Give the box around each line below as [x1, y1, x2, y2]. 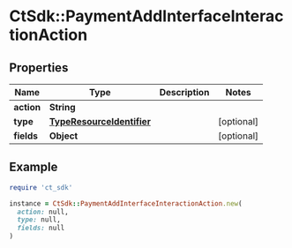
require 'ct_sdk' [9, 183, 73, 192]
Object [49, 130, 79, 142]
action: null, [17, 207, 69, 216]
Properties [9, 60, 69, 75]
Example [9, 160, 58, 175]
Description [159, 86, 210, 98]
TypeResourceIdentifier [49, 116, 152, 127]
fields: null [17, 223, 65, 233]
